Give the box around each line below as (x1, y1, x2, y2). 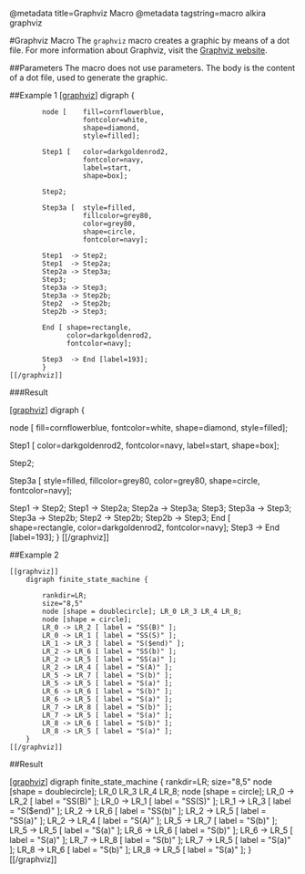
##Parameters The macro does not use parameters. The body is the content (9, 63, 296, 73)
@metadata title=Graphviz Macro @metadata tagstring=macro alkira (9, 8, 267, 18)
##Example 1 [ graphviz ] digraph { (9, 90, 135, 100)
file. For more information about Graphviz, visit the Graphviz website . (9, 45, 269, 56)
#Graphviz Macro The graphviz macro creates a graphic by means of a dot (9, 36, 290, 46)
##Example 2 (9, 549, 59, 560)
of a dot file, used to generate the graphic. (9, 72, 168, 83)
